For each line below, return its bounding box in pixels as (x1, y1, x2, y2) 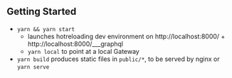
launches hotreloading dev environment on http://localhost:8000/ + (27, 32, 226, 40)
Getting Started (6, 6, 77, 18)
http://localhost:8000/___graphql (27, 39, 124, 48)
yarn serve (16, 63, 50, 70)
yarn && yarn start (16, 26, 75, 33)
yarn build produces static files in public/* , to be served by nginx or (16, 55, 220, 63)
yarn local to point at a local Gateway (27, 47, 139, 55)
